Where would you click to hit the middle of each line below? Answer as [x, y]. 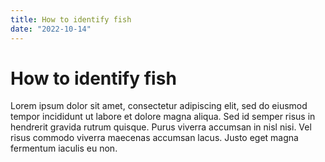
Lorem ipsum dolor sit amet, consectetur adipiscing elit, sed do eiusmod [159, 106]
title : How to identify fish [71, 19]
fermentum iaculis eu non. [64, 148]
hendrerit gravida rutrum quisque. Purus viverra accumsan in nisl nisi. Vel [161, 127]
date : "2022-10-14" [51, 29]
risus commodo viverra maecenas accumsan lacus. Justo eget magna [154, 138]
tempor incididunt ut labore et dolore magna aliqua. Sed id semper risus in [163, 117]
